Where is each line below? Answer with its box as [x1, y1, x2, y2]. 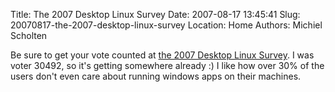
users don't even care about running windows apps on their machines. [10, 70, 302, 82]
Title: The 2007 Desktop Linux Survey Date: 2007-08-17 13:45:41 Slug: [10, 9, 301, 20]
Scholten [10, 30, 48, 41]
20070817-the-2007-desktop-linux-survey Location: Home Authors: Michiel [10, 19, 323, 31]
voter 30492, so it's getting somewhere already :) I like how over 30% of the [10, 60, 325, 71]
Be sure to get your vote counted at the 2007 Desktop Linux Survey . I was [10, 49, 315, 61]
